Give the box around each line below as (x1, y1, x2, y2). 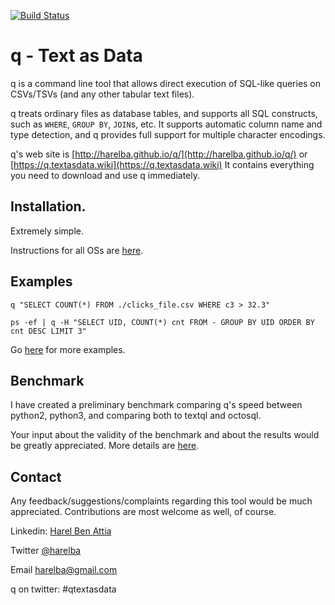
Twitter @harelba (10, 545, 82, 557)
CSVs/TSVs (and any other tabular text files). (10, 88, 195, 100)
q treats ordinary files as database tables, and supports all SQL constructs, (10, 107, 318, 119)
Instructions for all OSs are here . (10, 244, 144, 256)
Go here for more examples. (10, 343, 126, 355)
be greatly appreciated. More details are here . (10, 440, 200, 452)
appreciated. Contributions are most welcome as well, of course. (10, 506, 277, 518)
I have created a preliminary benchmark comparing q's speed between (10, 399, 303, 411)
